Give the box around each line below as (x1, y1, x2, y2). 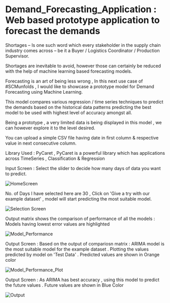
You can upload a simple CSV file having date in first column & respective (5, 134, 159, 141)
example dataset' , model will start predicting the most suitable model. (5, 196, 152, 202)
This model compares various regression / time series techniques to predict (5, 98, 163, 105)
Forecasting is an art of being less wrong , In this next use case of (5, 78, 143, 84)
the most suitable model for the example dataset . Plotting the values (5, 246, 149, 252)
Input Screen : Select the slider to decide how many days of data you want (5, 165, 161, 171)
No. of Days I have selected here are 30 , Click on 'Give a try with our (5, 190, 150, 197)
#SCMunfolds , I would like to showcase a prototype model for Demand (5, 83, 155, 90)
